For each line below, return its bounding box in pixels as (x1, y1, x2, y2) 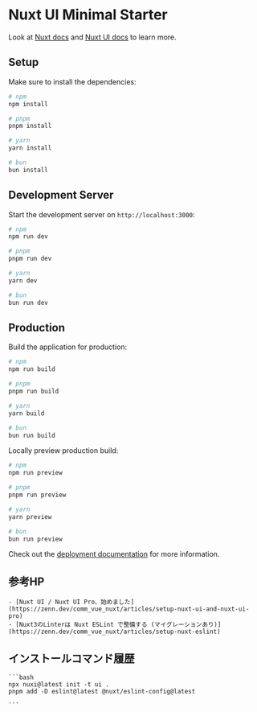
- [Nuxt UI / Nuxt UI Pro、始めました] (8, 598, 135, 607)
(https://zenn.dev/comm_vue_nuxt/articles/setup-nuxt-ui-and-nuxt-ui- (8, 605, 250, 613)
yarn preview (8, 512, 52, 521)
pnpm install (8, 122, 52, 130)
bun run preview (8, 535, 63, 543)
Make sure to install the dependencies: (8, 76, 137, 86)
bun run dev (8, 298, 48, 307)
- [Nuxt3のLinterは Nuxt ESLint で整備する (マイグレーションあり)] (8, 621, 222, 629)
